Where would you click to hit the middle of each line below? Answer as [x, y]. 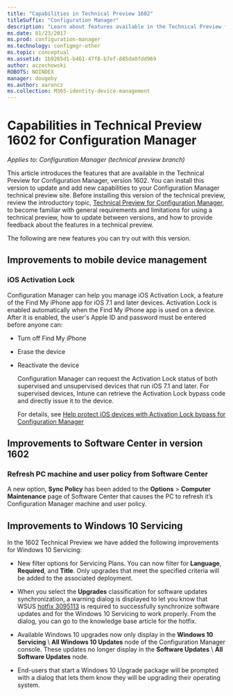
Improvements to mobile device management [107, 260]
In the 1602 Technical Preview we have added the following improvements [113, 542]
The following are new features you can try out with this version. [99, 238]
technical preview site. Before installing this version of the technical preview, [116, 195]
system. [28, 685]
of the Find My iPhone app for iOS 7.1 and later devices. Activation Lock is [112, 302]
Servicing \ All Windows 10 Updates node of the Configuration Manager [121, 642]
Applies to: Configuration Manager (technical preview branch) [96, 160]
